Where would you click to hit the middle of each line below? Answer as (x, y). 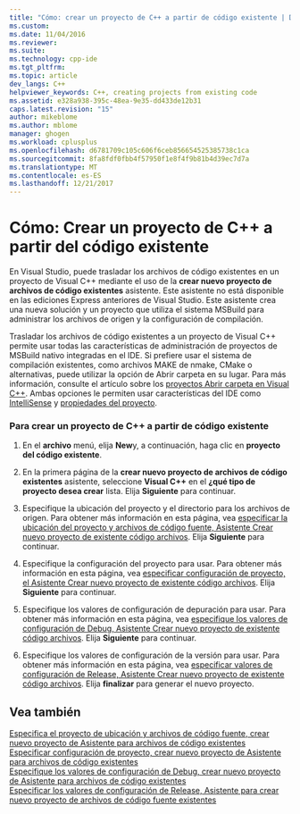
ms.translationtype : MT (54, 167)
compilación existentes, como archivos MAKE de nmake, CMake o (131, 365)
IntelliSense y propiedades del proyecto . (83, 403)
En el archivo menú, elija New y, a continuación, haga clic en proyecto (151, 445)
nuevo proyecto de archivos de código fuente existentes (113, 800)
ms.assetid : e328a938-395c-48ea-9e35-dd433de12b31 (105, 101)
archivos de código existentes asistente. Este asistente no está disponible (146, 290)
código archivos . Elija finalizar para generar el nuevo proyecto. (138, 684)
